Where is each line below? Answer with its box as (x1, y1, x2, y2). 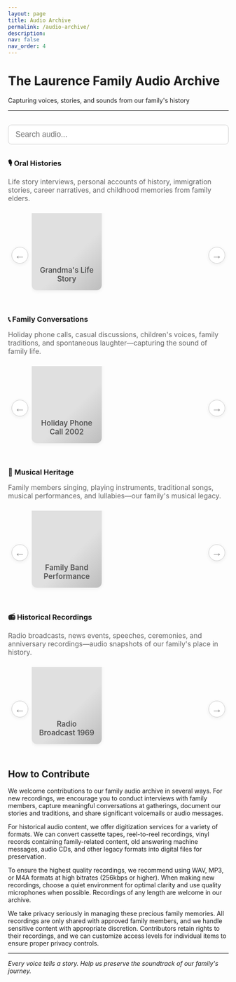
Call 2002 (49, 427, 85, 437)
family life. (8, 347, 41, 356)
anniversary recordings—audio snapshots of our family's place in (8, 639, 219, 648)
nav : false (8, 36, 40, 43)
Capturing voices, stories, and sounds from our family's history (8, 96, 190, 104)
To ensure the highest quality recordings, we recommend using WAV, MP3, (8, 866, 224, 875)
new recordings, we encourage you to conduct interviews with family (8, 794, 207, 803)
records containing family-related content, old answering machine (8, 838, 198, 846)
